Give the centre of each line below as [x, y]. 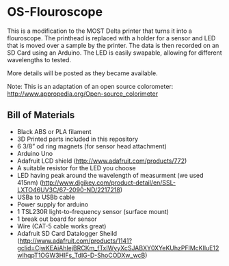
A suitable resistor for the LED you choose [76, 168]
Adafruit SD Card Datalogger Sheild [67, 233]
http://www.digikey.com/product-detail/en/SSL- [109, 183]
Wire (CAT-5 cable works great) [62, 226]
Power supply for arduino [53, 204]
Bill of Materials [41, 115]
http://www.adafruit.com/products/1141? [76, 241]
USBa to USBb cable [46, 197]
